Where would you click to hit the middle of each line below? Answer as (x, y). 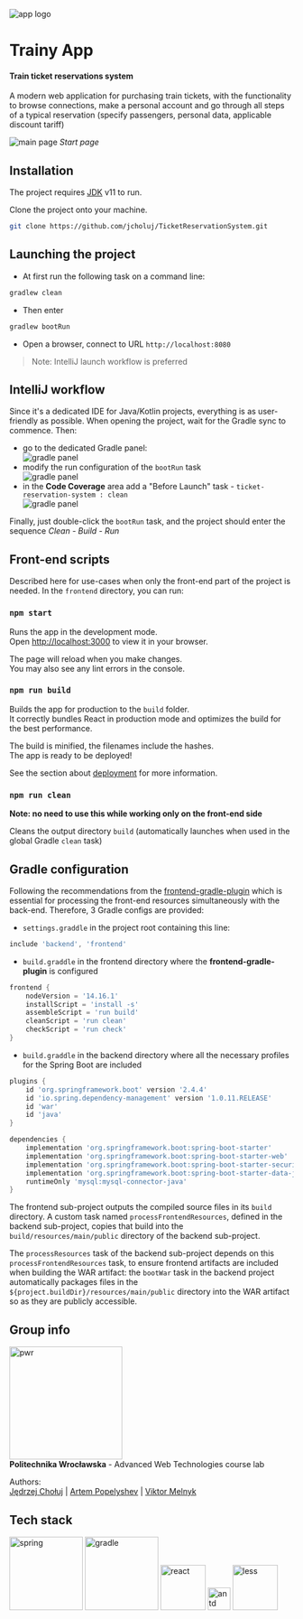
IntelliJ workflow (57, 390)
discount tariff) (37, 125)
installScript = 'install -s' (83, 1004)
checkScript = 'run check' (76, 1029)
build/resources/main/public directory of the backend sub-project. (135, 1236)
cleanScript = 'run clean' (76, 1021)
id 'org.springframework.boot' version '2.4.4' (116, 1089)
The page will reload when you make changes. (96, 658)
